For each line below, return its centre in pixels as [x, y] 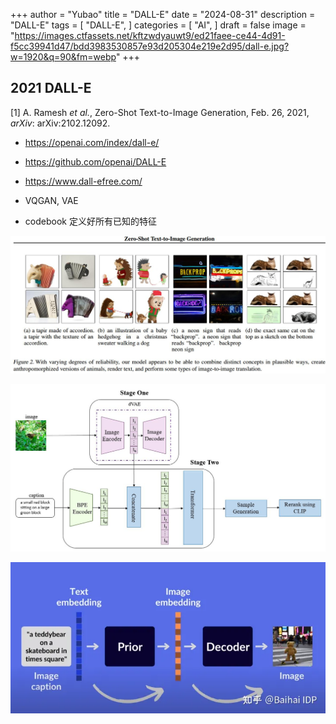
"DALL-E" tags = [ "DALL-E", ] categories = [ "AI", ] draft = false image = [158, 25]
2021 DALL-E [51, 88]
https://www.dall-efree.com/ [83, 181]
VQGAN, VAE [51, 200]
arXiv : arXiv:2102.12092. [60, 123]
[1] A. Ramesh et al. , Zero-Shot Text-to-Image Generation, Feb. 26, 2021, [160, 112]
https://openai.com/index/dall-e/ [92, 142]
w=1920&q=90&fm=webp [63, 57]
